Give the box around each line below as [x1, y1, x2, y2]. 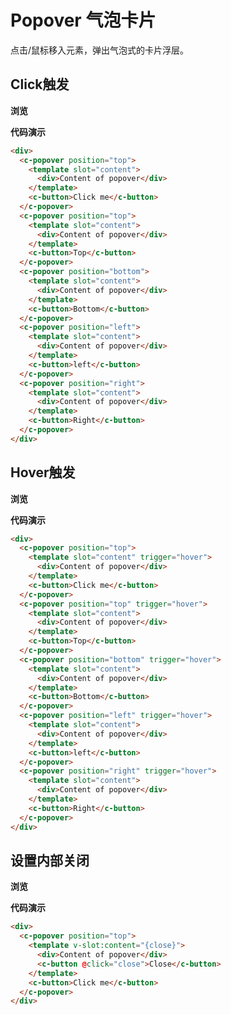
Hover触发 [10, 464, 76, 481]
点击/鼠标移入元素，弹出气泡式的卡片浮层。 [10, 44, 190, 56]
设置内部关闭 [10, 852, 90, 869]
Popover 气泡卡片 [10, 9, 157, 32]
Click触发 [10, 76, 70, 93]
